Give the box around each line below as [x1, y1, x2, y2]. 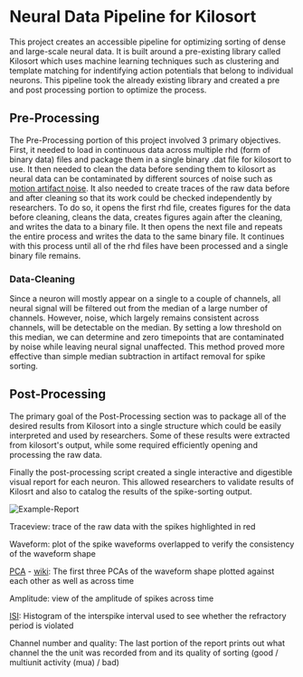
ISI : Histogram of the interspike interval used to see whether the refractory [9, 610, 287, 621]
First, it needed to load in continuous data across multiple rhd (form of [9, 144, 271, 155]
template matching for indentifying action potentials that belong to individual [9, 65, 294, 76]
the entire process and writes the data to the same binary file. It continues [9, 231, 285, 242]
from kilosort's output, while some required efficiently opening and [9, 439, 258, 450]
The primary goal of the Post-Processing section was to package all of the [9, 410, 287, 422]
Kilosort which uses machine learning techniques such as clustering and [9, 55, 279, 66]
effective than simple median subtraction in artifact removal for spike [9, 351, 266, 362]
